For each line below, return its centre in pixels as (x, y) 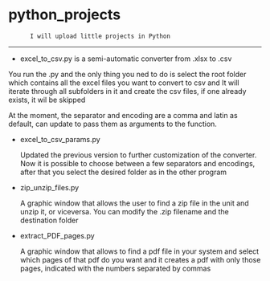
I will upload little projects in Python (100, 36)
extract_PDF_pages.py (57, 235)
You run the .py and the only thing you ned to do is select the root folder (127, 74)
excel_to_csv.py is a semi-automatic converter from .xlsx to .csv (126, 59)
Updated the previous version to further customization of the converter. (138, 155)
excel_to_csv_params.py (60, 139)
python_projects (65, 15)
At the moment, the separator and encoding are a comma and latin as (123, 115)
